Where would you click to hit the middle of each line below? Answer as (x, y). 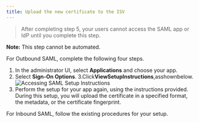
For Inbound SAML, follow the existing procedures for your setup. (87, 113)
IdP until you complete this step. (61, 35)
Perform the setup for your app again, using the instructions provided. (102, 89)
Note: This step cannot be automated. (54, 47)
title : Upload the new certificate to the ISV (66, 12)
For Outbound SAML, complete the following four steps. (75, 58)
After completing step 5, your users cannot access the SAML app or (105, 29)
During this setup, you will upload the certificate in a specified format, (101, 95)
